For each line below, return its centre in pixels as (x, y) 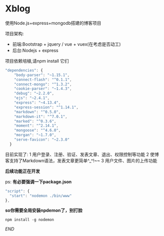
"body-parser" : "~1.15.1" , (42, 75)
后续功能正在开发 (23, 171)
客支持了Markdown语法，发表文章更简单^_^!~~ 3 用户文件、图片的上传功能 (81, 160)
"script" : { (17, 191)
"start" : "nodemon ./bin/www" (41, 196)
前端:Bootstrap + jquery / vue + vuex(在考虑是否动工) (67, 44)
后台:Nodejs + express (35, 50)
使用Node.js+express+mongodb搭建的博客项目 (53, 23)
